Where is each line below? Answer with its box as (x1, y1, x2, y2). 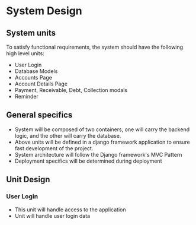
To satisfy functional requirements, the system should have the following (6, 43, 184, 50)
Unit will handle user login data (14, 212, 91, 219)
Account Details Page (14, 80, 68, 87)
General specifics (6, 110, 73, 120)
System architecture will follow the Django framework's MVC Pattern (14, 151, 182, 158)
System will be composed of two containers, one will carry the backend (14, 126, 190, 133)
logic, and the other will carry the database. (14, 132, 121, 139)
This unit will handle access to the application (14, 206, 126, 213)
